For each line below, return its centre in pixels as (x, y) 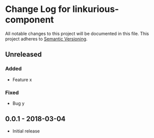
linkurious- (95, 9)
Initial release (26, 131)
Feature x (22, 79)
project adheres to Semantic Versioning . (46, 39)
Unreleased (24, 55)
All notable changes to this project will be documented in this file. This (77, 33)
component (29, 20)
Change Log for (38, 9)
